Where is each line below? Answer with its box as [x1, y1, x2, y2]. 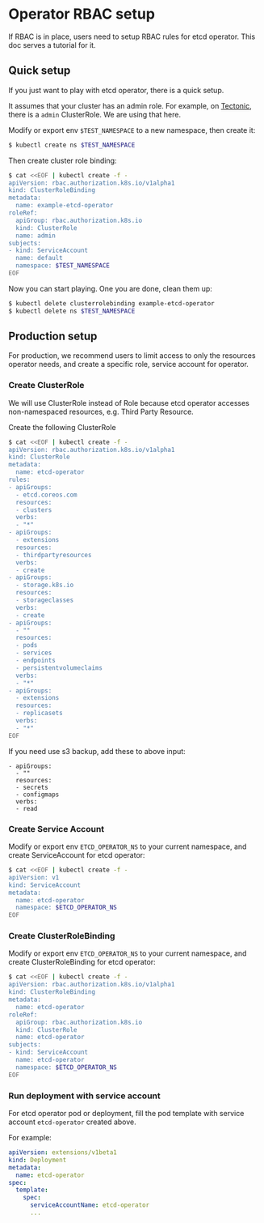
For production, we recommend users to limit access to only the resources [8, 351, 256, 360]
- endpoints [15, 657, 57, 665]
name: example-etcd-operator [15, 202, 114, 210]
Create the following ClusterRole [8, 422, 116, 432]
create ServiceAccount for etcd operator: [8, 850, 145, 860]
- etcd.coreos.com [15, 491, 78, 499]
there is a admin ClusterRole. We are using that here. [8, 109, 182, 119]
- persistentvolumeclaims [15, 663, 103, 672]
